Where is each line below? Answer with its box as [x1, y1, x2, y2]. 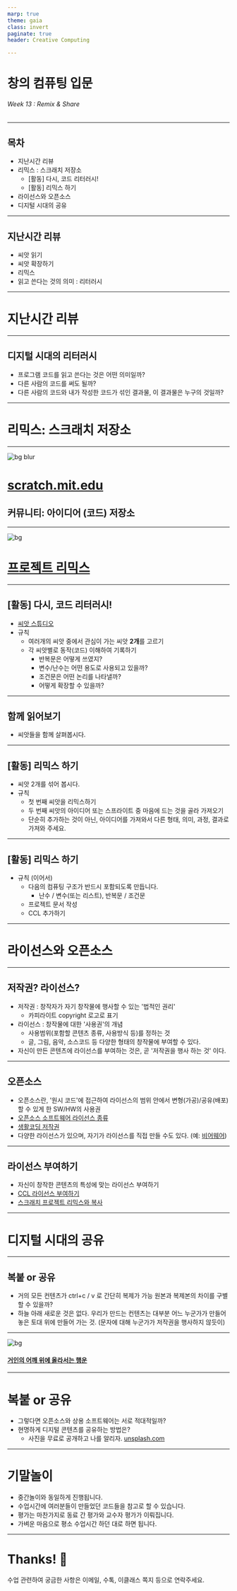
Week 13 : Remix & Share [7, 100, 80, 108]
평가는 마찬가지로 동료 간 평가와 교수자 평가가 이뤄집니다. [17, 1511, 174, 1520]
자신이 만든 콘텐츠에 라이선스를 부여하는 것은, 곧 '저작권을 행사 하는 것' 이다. [17, 1046, 226, 1055]
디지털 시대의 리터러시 [7, 350, 97, 362]
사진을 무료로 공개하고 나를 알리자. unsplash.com [28, 1434, 165, 1443]
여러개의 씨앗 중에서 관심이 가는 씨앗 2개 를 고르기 [28, 637, 164, 645]
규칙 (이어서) [17, 874, 53, 882]
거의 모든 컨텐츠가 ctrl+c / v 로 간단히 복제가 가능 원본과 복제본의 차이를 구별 [17, 1292, 229, 1300]
